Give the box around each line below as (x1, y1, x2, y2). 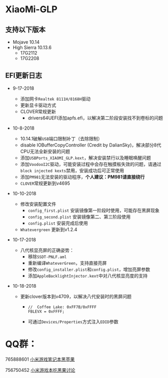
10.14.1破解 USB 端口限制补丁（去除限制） (20, 135, 103, 141)
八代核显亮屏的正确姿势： (20, 247, 74, 253)
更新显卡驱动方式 (20, 102, 57, 108)
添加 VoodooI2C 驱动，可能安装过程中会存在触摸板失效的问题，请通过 (20, 161, 162, 167)
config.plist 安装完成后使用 (27, 220, 88, 226)
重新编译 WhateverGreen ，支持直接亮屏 (27, 260, 107, 266)
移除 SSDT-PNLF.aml (27, 254, 67, 260)
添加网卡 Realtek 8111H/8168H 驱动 (20, 95, 91, 102)
